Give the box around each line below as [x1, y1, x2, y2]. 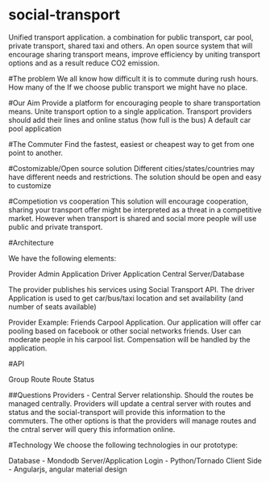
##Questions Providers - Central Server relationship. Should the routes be [8, 390, 254, 400]
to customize [8, 180, 52, 191]
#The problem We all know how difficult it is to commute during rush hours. [8, 73, 259, 83]
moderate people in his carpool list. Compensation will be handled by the [8, 334, 251, 344]
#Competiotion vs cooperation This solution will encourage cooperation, [8, 196, 248, 206]
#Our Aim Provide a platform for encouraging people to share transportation [8, 98, 261, 107]
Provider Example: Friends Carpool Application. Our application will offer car [8, 317, 262, 327]
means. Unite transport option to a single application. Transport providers [8, 107, 252, 116]
